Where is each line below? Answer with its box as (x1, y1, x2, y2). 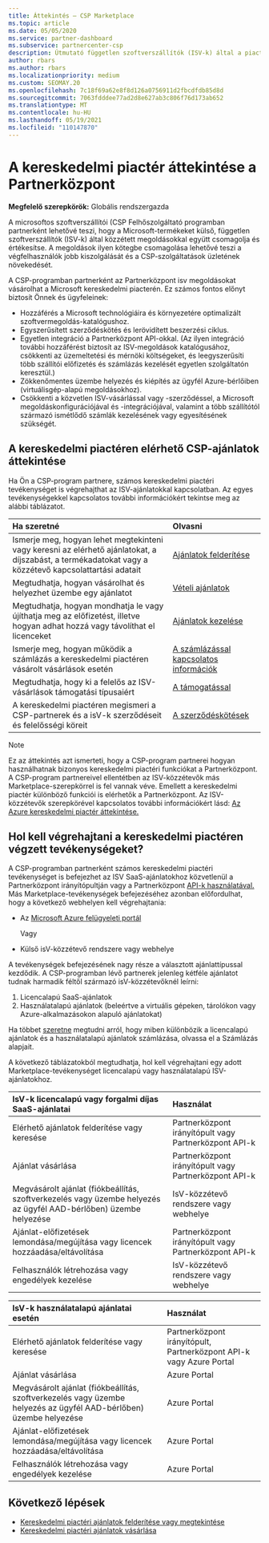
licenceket (12, 630, 52, 642)
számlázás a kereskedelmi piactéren (12, 653, 149, 664)
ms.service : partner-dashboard (8, 34, 113, 43)
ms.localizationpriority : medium (8, 71, 120, 79)
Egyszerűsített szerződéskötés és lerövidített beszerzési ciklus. (19, 325, 230, 334)
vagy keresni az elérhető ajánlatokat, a (12, 544, 157, 555)
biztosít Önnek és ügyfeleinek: (8, 292, 109, 302)
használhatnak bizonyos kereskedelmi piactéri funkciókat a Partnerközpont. (8, 763, 258, 774)
